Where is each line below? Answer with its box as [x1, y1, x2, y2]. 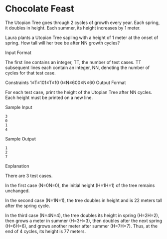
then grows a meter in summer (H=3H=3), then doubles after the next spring [5, 217, 163, 223]
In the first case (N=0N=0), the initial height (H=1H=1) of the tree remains [5, 182, 155, 188]
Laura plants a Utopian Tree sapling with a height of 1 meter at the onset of [5, 34, 159, 40]
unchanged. [5, 187, 30, 193]
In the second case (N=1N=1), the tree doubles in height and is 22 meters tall [5, 197, 163, 203]
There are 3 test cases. [5, 172, 53, 178]
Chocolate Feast [5, 3, 74, 14]
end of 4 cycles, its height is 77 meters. [5, 228, 86, 234]
